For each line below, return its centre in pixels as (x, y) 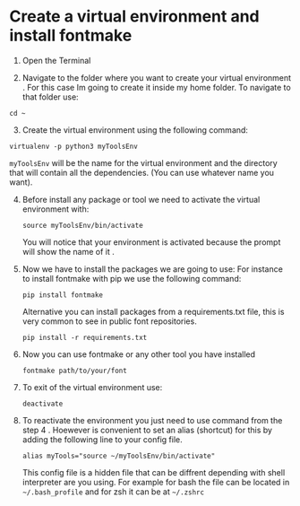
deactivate (43, 404)
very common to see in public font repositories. (109, 321)
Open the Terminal (56, 60)
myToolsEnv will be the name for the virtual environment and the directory (143, 162)
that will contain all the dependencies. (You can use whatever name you (142, 172)
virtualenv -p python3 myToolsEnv (74, 146)
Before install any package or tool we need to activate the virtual (141, 199)
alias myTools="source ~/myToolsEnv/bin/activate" (119, 456)
